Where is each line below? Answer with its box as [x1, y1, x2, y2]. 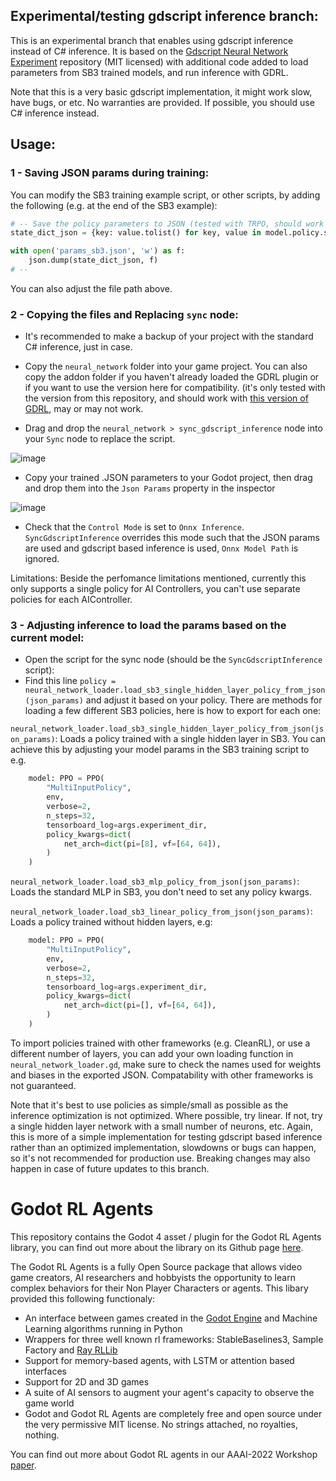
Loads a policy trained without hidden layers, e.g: [10, 916, 213, 928]
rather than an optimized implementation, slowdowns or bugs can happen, [10, 1141, 317, 1153]
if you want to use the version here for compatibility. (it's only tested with [24, 382, 326, 394]
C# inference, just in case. [24, 341, 133, 353]
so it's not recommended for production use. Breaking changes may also [10, 1152, 311, 1164]
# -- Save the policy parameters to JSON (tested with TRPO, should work [10, 219, 325, 229]
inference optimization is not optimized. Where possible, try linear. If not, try [10, 1109, 323, 1121]
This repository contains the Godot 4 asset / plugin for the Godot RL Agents [10, 1230, 322, 1243]
